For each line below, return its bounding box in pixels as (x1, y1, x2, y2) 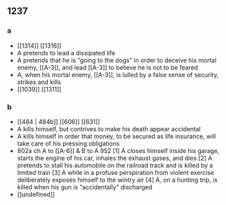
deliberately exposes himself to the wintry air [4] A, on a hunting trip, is (16, 176, 218, 184)
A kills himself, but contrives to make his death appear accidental (16, 124, 201, 133)
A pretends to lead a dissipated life (16, 49, 116, 57)
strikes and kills (16, 78, 62, 86)
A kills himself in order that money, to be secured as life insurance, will (16, 132, 216, 140)
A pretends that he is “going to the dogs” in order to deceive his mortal (16, 56, 217, 64)
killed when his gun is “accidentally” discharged (16, 182, 153, 191)
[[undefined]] (16, 190, 55, 198)
